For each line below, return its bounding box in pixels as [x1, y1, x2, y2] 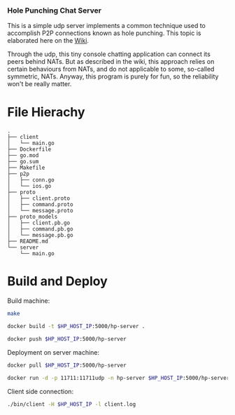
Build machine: [7, 297, 50, 305]
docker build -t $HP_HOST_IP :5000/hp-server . [7, 323, 145, 330]
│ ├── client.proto [7, 195, 71, 202]
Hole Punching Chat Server [7, 6, 101, 15]
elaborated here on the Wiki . [7, 36, 90, 45]
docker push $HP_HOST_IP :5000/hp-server [7, 335, 127, 342]
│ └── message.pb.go [7, 232, 73, 239]
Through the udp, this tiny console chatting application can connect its [7, 50, 211, 58]
